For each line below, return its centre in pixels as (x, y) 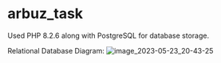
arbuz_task (45, 14)
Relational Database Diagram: (56, 50)
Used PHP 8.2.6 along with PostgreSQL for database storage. (108, 35)
